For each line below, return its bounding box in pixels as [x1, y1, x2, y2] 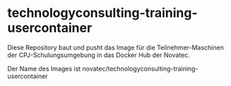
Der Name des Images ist [7, 64, 81, 73]
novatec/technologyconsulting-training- [82, 64, 199, 73]
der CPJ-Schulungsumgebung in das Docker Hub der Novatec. [7, 51, 191, 59]
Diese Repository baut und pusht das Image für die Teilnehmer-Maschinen [7, 43, 224, 51]
